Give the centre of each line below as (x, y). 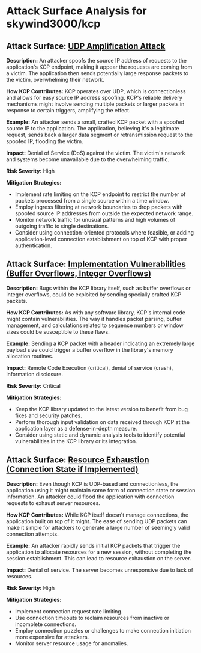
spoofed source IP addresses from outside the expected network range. (104, 213)
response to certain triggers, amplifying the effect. (68, 110)
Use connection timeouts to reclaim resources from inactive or (92, 618)
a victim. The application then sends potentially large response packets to (97, 73)
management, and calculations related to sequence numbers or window (95, 325)
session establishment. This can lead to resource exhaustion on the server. (99, 558)
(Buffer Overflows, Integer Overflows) (79, 274)
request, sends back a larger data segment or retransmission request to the (100, 135)
